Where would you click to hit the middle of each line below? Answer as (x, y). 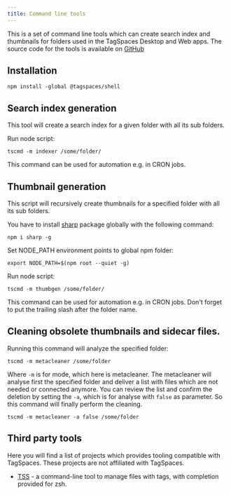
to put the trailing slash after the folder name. (72, 310)
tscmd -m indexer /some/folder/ (54, 151)
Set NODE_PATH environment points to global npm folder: (90, 250)
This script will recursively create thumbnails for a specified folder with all (114, 203)
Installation (32, 71)
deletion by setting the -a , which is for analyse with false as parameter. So (115, 396)
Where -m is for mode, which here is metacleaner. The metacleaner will (110, 374)
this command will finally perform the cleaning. (75, 404)
